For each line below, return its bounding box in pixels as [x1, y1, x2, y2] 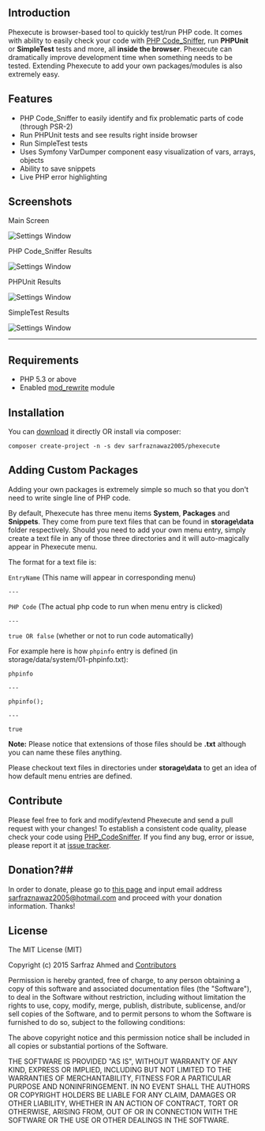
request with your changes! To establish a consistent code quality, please [8, 823, 247, 833]
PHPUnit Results [8, 277, 62, 287]
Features [8, 93, 53, 106]
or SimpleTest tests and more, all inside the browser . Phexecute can [8, 43, 233, 54]
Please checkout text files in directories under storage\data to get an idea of [8, 762, 258, 772]
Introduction [8, 6, 71, 20]
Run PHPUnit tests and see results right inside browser [19, 130, 198, 139]
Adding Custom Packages [8, 463, 139, 477]
